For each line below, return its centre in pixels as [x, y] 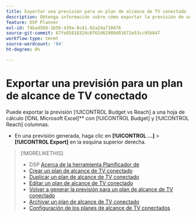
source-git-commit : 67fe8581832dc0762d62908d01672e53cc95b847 [83, 33]
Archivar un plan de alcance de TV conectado [84, 201]
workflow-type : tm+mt [32, 38]
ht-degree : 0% [23, 50]
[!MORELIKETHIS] [42, 153]
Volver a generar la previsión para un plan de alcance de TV [101, 189]
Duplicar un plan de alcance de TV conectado [84, 177]
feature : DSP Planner [32, 22]
